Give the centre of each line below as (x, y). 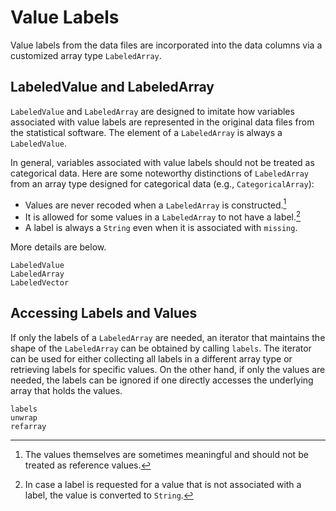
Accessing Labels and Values (104, 313)
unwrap (24, 417)
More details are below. (58, 247)
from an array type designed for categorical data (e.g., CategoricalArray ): (162, 183)
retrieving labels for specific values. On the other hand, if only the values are (168, 369)
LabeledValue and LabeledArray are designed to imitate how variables (152, 111)
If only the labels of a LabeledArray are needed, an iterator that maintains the (168, 337)
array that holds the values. (66, 390)
